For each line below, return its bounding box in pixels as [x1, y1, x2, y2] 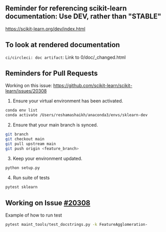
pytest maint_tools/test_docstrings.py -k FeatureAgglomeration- [5, 222, 148, 227]
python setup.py [5, 165, 40, 171]
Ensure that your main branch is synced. [12, 122, 98, 128]
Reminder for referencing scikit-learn [5, 4, 127, 13]
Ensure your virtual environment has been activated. [12, 98, 123, 104]
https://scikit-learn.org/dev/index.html [5, 26, 86, 32]
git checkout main [5, 137, 45, 142]
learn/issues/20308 [5, 88, 47, 94]
